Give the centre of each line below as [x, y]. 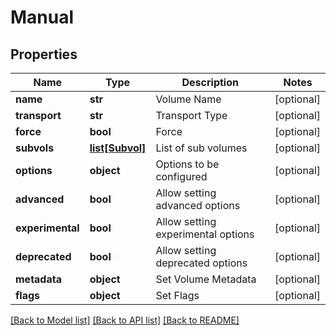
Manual [42, 17]
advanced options [198, 205]
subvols [35, 148]
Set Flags [177, 295]
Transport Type [191, 115]
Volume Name [188, 99]
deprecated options [201, 263]
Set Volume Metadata [206, 279]
